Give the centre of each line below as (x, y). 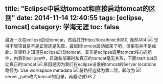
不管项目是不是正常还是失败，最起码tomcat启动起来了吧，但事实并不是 (81, 46)
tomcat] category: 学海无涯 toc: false (62, 27)
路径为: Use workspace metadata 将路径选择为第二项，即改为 (70, 70)
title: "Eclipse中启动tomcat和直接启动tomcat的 (77, 9)
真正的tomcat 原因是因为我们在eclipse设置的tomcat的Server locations (83, 64)
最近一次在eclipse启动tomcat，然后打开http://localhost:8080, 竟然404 (76, 40)
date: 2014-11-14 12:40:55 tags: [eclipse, (80, 18)
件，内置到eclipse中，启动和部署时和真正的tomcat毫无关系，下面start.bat (79, 58)
